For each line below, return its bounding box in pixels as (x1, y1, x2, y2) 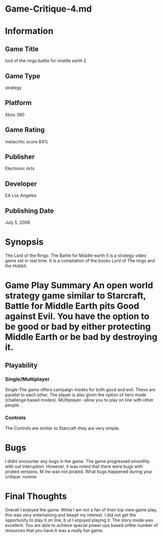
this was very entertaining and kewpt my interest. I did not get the (5, 512, 136, 518)
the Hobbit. (5, 263, 28, 269)
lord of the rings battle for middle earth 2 (5, 58, 86, 64)
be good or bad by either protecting (5, 321, 151, 332)
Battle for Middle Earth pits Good (5, 301, 139, 312)
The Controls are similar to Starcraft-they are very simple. (5, 425, 120, 431)
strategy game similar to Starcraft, (5, 290, 147, 302)
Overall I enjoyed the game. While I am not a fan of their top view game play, (5, 507, 158, 513)
